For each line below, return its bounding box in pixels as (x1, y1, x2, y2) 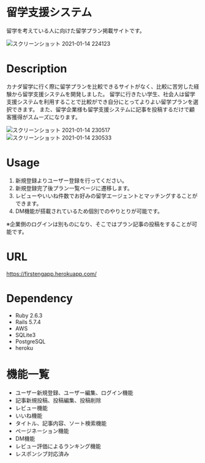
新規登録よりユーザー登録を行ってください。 (15, 177, 128, 184)
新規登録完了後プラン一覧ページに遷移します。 (15, 184, 133, 191)
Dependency (6, 291, 73, 305)
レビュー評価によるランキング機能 (15, 442, 101, 450)
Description (6, 62, 67, 76)
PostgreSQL (15, 338, 46, 345)
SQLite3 (15, 331, 36, 338)
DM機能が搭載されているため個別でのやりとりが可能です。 (15, 207, 163, 215)
